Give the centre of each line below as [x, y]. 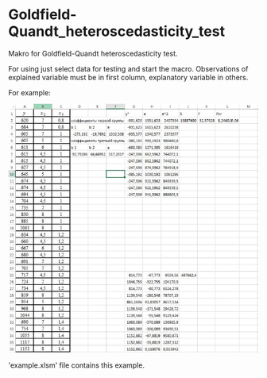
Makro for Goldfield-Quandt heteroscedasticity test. [93, 53]
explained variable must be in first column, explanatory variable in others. [128, 77]
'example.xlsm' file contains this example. [77, 365]
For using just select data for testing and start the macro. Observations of [128, 68]
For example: [30, 92]
